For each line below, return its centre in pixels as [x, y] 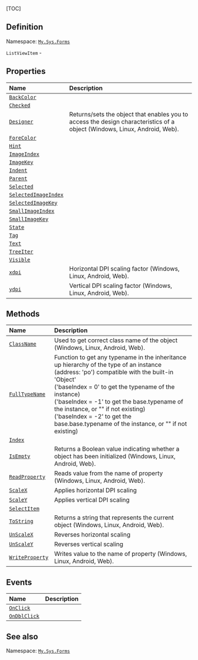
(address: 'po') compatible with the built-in [114, 372]
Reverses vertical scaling [89, 544]
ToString [21, 521]
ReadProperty [27, 477]
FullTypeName [27, 394]
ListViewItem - [24, 53]
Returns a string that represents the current [114, 518]
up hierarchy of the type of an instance [108, 365]
